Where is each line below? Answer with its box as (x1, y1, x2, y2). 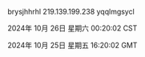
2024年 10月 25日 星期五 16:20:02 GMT (7, 40, 138, 50)
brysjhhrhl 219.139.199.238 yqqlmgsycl (7, 7, 135, 16)
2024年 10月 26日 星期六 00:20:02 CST (7, 23, 138, 33)
